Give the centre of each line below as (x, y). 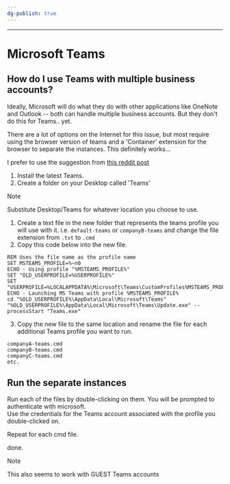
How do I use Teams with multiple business (101, 79)
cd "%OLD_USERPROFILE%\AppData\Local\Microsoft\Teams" (87, 299)
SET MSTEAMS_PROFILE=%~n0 (44, 263)
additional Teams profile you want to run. (75, 331)
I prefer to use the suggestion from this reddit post (78, 162)
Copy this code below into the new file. (72, 244)
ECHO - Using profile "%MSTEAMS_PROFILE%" (68, 269)
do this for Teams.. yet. (39, 121)
